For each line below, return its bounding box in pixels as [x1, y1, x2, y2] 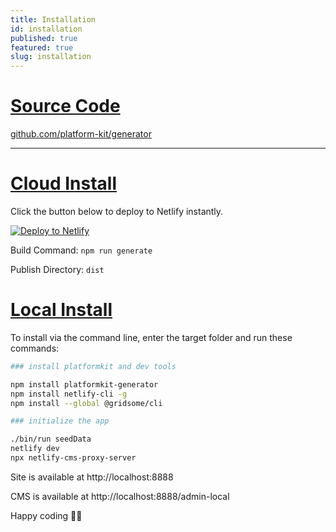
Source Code [10, 95, 121, 118]
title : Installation [10, 14, 97, 25]
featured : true [10, 42, 74, 53]
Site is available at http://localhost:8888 [10, 471, 174, 483]
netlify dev [10, 444, 60, 454]
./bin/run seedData [10, 434, 92, 445]
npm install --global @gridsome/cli [10, 398, 163, 408]
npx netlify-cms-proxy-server [10, 453, 137, 463]
